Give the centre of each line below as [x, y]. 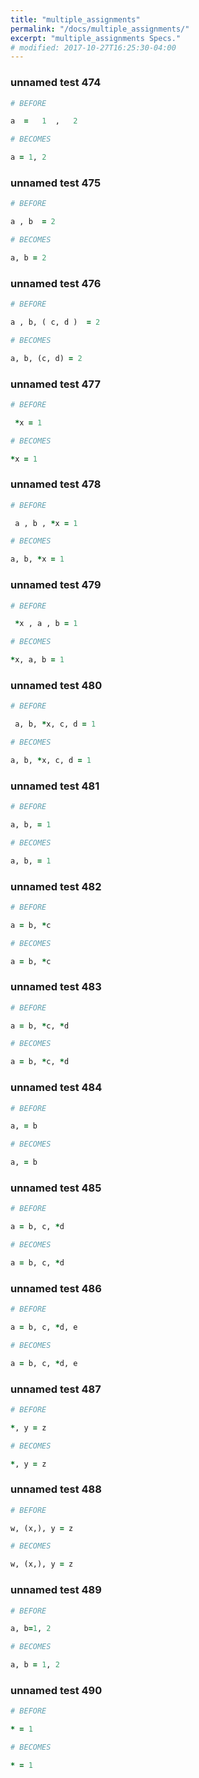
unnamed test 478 [56, 484]
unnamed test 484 [56, 1088]
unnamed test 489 [56, 1590]
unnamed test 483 [56, 987]
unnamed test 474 [56, 83]
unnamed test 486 [56, 1288]
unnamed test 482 [56, 886]
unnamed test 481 [55, 786]
